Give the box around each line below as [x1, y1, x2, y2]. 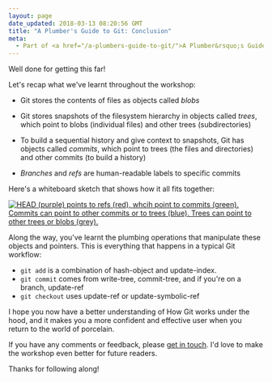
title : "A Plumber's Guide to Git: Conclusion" [8, 27, 172, 35]
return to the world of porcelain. [8, 325, 115, 334]
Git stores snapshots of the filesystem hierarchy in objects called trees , [19, 111, 257, 121]
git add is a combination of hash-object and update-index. [19, 265, 217, 275]
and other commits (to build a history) [19, 153, 147, 163]
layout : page [8, 11, 53, 20]
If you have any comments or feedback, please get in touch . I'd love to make [8, 340, 263, 350]
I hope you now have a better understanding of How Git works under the [8, 307, 250, 316]
